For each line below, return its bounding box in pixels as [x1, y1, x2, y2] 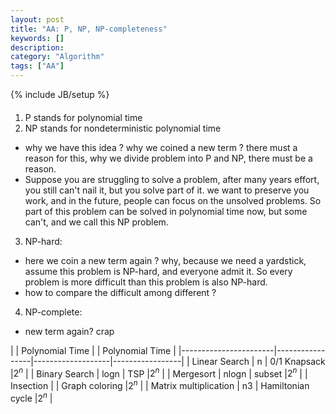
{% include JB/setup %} [10, 89, 110, 100]
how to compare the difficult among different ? [24, 286, 217, 298]
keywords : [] [10, 33, 65, 43]
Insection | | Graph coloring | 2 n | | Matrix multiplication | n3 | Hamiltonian [10, 378, 310, 391]
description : [10, 42, 65, 53]
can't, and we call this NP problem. [24, 216, 169, 228]
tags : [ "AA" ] [10, 61, 65, 71]
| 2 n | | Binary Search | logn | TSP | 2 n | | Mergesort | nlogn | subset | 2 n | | [10, 366, 308, 380]
